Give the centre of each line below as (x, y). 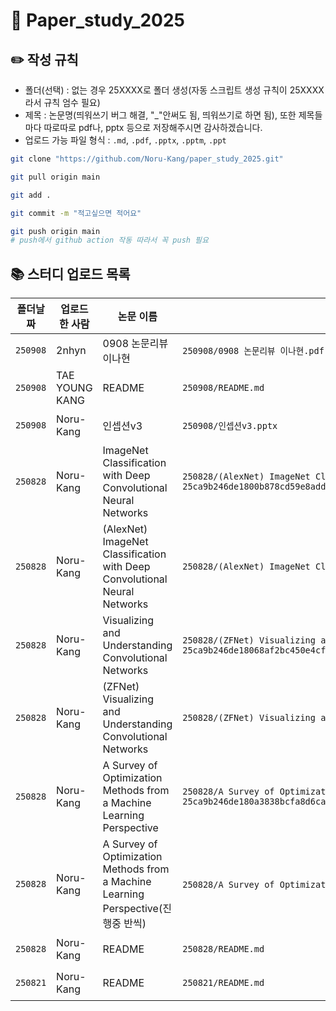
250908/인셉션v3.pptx (230, 426)
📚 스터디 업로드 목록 (70, 274)
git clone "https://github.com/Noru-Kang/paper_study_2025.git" (147, 159)
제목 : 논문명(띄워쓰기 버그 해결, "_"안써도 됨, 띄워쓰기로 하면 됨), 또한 (160, 115)
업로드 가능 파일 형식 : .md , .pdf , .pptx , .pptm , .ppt (125, 140)
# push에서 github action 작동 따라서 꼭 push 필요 (109, 240)
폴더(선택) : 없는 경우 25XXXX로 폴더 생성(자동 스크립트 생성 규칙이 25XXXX (174, 90)
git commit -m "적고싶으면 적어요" (76, 213)
